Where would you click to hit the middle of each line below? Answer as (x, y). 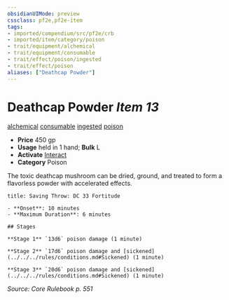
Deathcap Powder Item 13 (83, 107)
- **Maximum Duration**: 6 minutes (59, 214)
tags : (15, 27)
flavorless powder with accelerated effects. (70, 184)
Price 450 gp (36, 140)
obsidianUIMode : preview (43, 14)
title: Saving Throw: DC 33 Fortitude (64, 196)
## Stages (22, 227)
